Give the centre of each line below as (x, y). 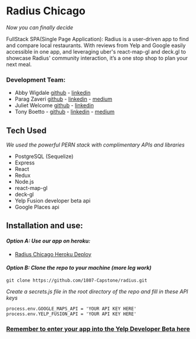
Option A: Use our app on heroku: (48, 241)
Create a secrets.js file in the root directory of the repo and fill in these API (97, 291)
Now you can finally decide (39, 27)
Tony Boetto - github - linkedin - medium (64, 112)
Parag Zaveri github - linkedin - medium (64, 99)
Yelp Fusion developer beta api (53, 201)
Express (25, 163)
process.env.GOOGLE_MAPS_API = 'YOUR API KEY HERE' (71, 309)
